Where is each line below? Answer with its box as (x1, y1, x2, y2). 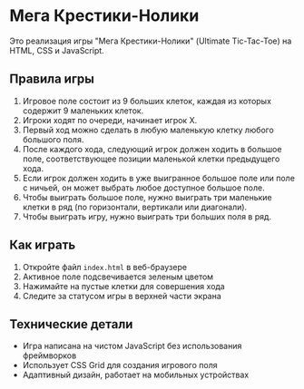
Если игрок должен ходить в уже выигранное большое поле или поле (22, 172, 295, 183)
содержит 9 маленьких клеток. (22, 105, 144, 116)
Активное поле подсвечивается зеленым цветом (22, 271, 214, 282)
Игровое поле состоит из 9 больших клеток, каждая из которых (22, 95, 272, 106)
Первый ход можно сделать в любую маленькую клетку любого (22, 124, 274, 135)
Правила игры (9, 72, 95, 87)
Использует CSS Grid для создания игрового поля (22, 360, 218, 371)
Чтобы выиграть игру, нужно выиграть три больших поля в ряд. (22, 210, 272, 222)
